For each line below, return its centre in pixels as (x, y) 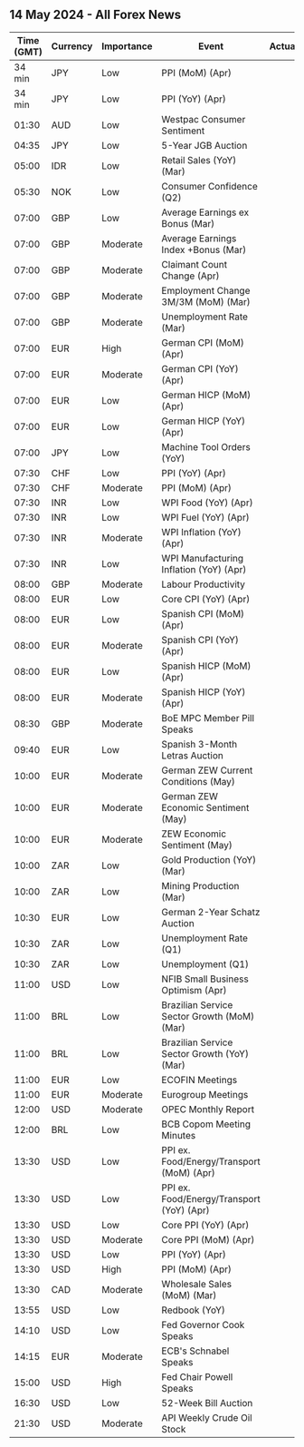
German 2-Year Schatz (211, 912)
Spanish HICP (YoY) (204, 691)
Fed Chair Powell (197, 1376)
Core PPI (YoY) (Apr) (205, 1225)
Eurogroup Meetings (205, 1094)
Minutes (179, 1135)
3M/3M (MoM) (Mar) (206, 301)
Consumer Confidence (209, 186)
